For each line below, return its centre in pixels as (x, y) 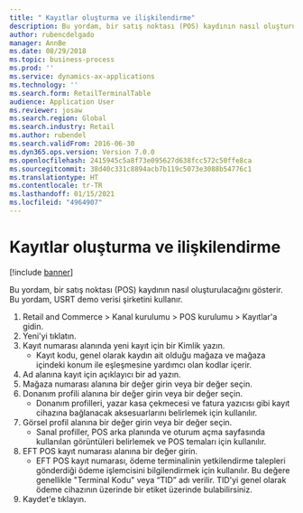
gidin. (33, 326)
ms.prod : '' (32, 69)
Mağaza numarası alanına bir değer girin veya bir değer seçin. (137, 384)
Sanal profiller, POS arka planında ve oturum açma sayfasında (151, 432)
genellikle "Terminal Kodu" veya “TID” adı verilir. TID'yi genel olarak (161, 480)
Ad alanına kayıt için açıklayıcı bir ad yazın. (102, 374)
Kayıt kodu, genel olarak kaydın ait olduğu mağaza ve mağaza (151, 355)
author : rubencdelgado (52, 34)
